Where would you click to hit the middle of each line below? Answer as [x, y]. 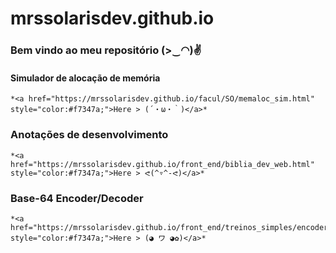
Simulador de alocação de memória [85, 78]
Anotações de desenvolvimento [89, 135]
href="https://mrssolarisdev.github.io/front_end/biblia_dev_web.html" [162, 164]
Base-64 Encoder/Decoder [77, 198]
